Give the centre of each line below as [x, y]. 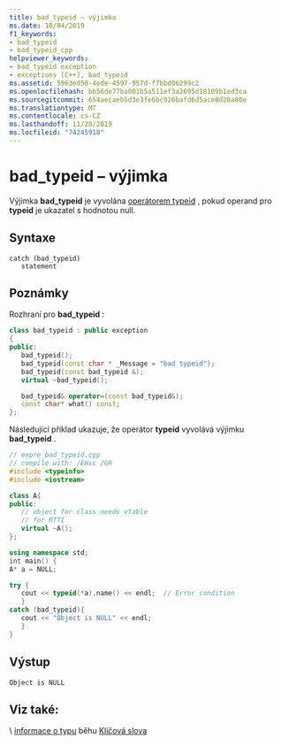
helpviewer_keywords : [49, 58]
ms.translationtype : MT [53, 108]
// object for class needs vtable [84, 512]
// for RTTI [43, 520]
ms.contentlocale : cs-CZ [55, 116]
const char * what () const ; [71, 404]
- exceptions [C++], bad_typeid [68, 75]
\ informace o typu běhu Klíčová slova [78, 731]
